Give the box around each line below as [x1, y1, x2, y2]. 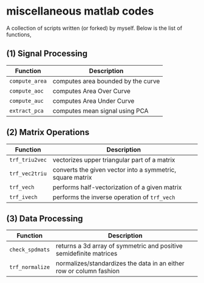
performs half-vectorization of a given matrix [52, 183, 182, 191]
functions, [6, 30, 32, 38]
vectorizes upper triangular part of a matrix [52, 155, 175, 164]
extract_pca [9, 107, 44, 114]
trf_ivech [9, 194, 38, 200]
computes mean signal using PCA [52, 107, 149, 115]
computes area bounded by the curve [52, 77, 160, 85]
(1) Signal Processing [6, 49, 88, 59]
